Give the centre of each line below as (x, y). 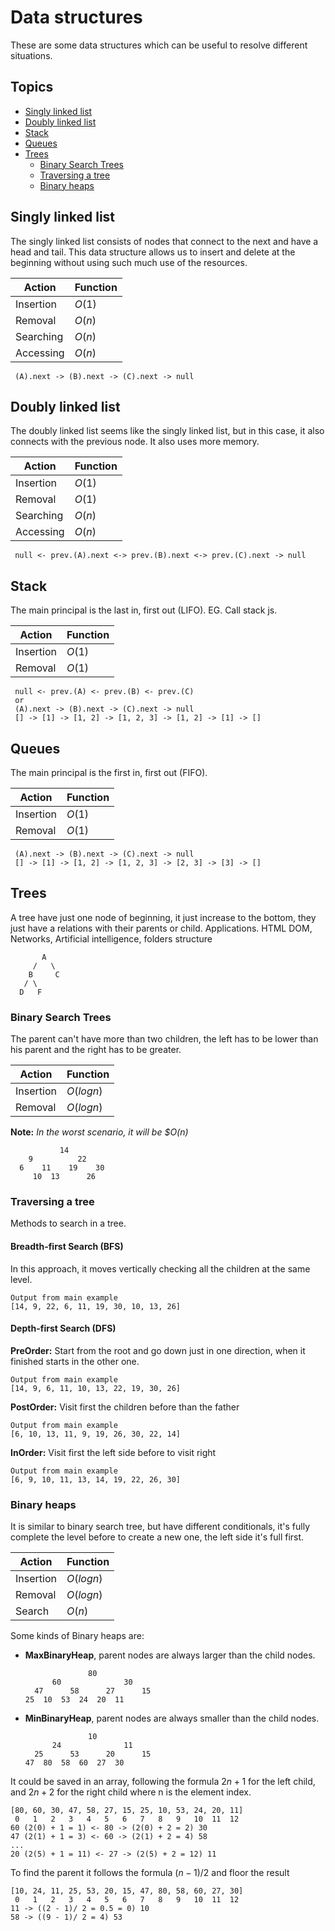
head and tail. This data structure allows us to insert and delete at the (153, 252)
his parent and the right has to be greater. (96, 1050)
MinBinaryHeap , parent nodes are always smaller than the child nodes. (172, 1718)
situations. (31, 55)
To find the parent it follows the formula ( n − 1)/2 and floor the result (150, 1873)
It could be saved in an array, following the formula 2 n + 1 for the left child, (163, 1782)
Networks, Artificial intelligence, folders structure (111, 938)
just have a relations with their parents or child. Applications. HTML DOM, (161, 928)
